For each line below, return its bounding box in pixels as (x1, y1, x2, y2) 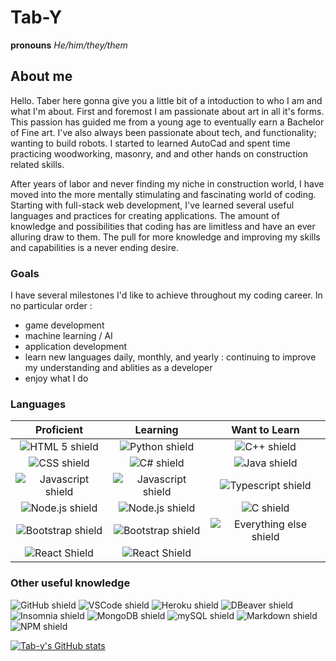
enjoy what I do (24, 372, 89, 385)
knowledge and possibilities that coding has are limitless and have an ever (10, 220, 316, 232)
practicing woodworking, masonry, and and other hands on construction (10, 147, 308, 160)
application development (24, 341, 128, 353)
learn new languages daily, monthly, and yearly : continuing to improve (24, 351, 317, 363)
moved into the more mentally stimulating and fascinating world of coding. (10, 188, 317, 200)
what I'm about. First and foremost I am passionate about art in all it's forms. (10, 105, 325, 117)
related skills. (10, 158, 65, 170)
